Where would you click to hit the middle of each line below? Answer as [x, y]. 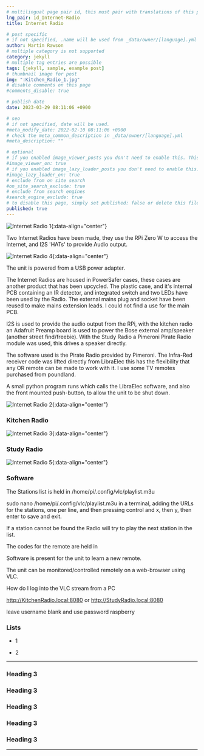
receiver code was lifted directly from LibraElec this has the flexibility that [98, 361]
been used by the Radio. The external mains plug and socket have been [96, 299]
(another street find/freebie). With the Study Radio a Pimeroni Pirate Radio [99, 337]
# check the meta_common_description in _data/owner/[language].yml [95, 135]
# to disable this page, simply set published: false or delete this [96, 203]
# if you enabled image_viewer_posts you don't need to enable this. [96, 158]
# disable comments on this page [49, 85]
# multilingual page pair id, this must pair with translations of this [100, 12]
